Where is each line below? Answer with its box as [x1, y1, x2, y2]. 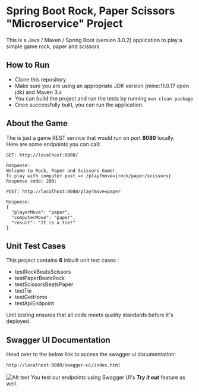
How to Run [6, 60, 50, 70]
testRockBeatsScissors [14, 268, 71, 275]
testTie [14, 287, 32, 294]
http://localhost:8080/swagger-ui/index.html [6, 362, 121, 368]
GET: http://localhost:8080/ [6, 152, 78, 158]
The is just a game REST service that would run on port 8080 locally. [6, 134, 175, 141]
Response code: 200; [6, 178, 58, 184]
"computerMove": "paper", [11, 214, 76, 221]
